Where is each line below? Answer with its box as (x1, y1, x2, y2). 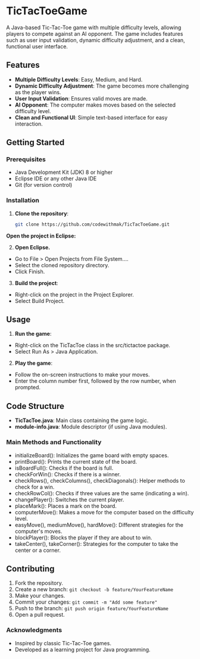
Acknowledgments (6, 626, 62, 635)
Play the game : (14, 360, 52, 367)
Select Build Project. (14, 297, 65, 304)
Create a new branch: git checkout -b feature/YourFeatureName (14, 586, 174, 593)
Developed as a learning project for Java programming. (14, 646, 151, 653)
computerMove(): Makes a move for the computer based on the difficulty (14, 508, 194, 516)
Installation (6, 196, 40, 205)
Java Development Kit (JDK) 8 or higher (14, 168, 113, 176)
